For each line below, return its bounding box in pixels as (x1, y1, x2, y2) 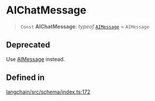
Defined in (6, 73, 45, 83)
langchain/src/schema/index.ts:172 (6, 88, 91, 95)
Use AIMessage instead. (6, 55, 65, 62)
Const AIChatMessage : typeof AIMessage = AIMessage (20, 23, 150, 30)
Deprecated (6, 40, 50, 50)
